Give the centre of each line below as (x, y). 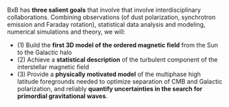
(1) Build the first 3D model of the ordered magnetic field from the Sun (117, 45)
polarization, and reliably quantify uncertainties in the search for (110, 89)
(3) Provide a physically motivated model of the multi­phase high (109, 74)
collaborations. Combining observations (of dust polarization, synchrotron (111, 17)
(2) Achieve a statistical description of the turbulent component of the (117, 60)
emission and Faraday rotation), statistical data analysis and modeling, (106, 24)
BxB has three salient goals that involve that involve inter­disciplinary (104, 10)
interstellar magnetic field (53, 67)
